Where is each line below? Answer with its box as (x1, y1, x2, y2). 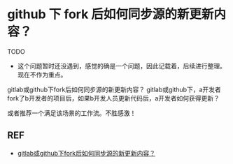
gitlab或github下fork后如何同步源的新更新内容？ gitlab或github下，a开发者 (7, 85, 222, 94)
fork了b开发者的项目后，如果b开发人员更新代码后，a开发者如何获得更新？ (7, 94, 220, 102)
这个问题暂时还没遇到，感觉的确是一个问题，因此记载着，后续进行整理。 (17, 61, 226, 70)
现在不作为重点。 (17, 70, 67, 79)
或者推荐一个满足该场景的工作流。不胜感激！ (7, 109, 136, 117)
